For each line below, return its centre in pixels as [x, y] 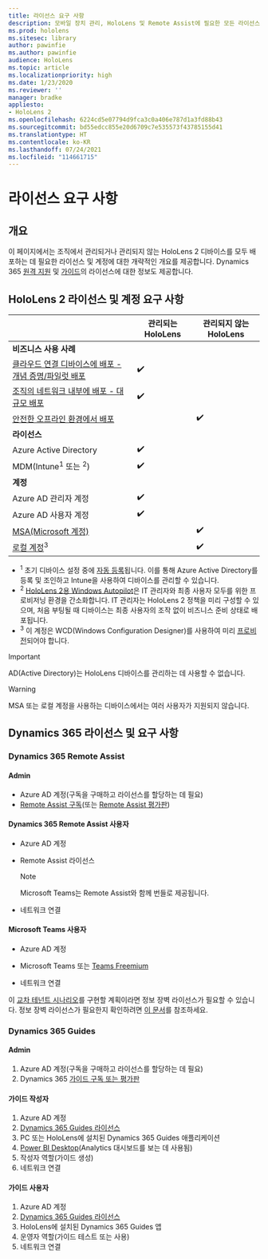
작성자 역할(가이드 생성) [57, 1158]
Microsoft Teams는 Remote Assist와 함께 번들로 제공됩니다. [114, 893]
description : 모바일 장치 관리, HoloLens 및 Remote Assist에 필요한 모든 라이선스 [134, 23]
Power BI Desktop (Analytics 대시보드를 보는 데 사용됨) [106, 1148]
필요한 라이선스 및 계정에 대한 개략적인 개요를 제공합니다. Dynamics [144, 261]
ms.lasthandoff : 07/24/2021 [55, 149]
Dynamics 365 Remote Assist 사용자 [69, 824]
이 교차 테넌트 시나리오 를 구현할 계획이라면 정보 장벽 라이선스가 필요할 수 [121, 999]
